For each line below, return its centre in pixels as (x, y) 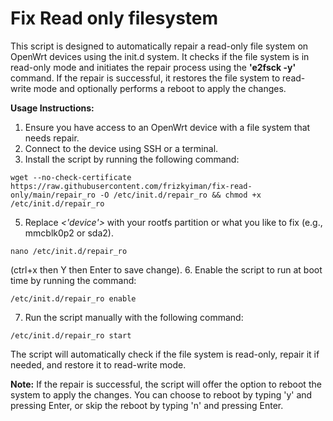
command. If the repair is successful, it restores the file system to (145, 78)
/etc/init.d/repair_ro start (71, 335)
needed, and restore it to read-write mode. (98, 364)
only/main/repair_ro (53, 195)
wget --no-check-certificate (71, 177)
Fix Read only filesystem (114, 18)
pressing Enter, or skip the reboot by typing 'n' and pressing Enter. (147, 405)
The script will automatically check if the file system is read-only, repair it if (165, 354)
